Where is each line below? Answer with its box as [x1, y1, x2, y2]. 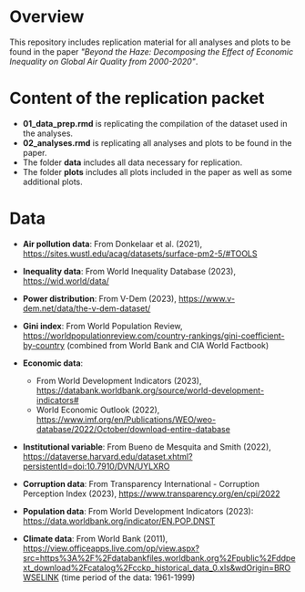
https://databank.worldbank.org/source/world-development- [36, 385, 265, 396]
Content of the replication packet [9, 88, 265, 109]
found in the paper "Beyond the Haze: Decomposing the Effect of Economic [9, 46, 294, 57]
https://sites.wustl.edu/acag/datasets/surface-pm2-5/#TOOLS [22, 248, 258, 259]
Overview [9, 6, 85, 27]
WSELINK [22, 572, 59, 583]
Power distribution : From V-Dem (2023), [22, 293, 178, 304]
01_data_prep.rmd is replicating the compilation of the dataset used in [22, 118, 288, 129]
